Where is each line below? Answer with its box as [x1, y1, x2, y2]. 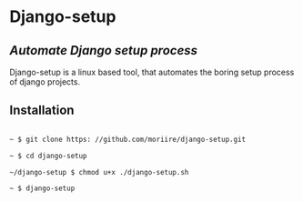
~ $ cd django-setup [9, 151, 88, 160]
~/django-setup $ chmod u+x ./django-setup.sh [9, 167, 189, 177]
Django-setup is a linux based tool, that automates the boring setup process [9, 66, 295, 77]
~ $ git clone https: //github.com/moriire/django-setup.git [9, 135, 247, 144]
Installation [9, 103, 75, 118]
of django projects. [9, 76, 80, 87]
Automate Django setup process [9, 43, 198, 58]
